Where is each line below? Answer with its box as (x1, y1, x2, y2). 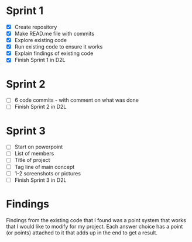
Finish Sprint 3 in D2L (14, 177, 67, 184)
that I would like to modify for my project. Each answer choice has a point (6, 223, 183, 230)
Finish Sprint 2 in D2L (14, 103, 67, 110)
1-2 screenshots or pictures (14, 170, 81, 177)
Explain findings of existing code (14, 50, 94, 57)
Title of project (14, 157, 50, 164)
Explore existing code (14, 37, 67, 44)
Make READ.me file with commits (14, 30, 95, 37)
